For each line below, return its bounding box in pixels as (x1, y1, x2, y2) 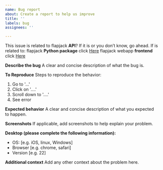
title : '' (5, 16, 25, 21)
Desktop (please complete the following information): (5, 130, 116, 136)
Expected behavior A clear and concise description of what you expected (5, 106, 154, 112)
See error (12, 97, 32, 102)
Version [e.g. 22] (12, 150, 46, 156)
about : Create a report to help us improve (5, 12, 95, 17)
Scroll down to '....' (12, 92, 50, 98)
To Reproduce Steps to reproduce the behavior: (5, 72, 102, 78)
